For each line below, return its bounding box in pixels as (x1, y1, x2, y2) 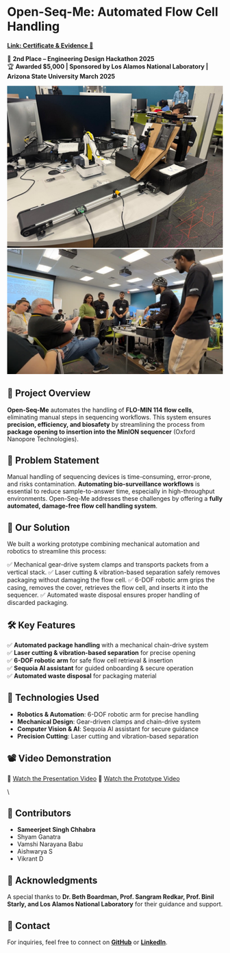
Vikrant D (16, 854, 44, 863)
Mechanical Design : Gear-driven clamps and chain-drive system (16, 717, 201, 726)
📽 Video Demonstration (7, 753, 112, 765)
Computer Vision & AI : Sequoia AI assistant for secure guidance (16, 724, 199, 733)
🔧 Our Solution (7, 521, 71, 533)
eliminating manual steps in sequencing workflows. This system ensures (7, 412, 212, 421)
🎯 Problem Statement (7, 455, 100, 466)
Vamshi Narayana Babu (16, 840, 84, 848)
